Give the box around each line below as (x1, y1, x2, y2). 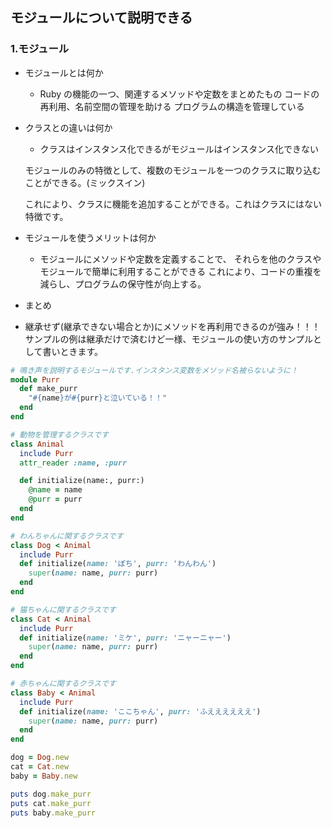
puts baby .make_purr (10, 808, 97, 818)
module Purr (10, 374, 60, 385)
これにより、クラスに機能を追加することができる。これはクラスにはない (24, 198, 323, 210)
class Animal (10, 439, 65, 449)
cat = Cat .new (10, 762, 70, 772)
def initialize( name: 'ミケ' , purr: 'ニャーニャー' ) (19, 633, 232, 643)
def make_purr (19, 384, 78, 394)
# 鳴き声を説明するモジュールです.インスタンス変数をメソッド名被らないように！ (10, 365, 298, 375)
